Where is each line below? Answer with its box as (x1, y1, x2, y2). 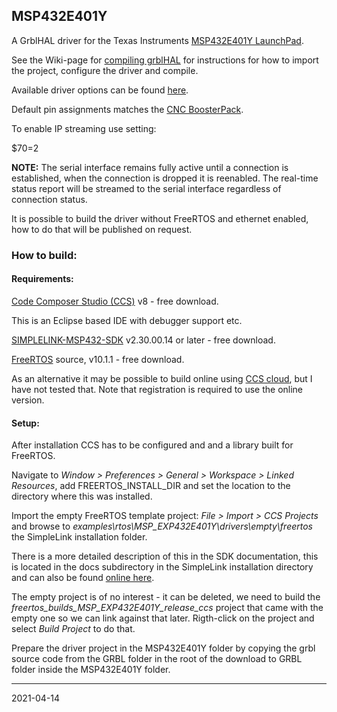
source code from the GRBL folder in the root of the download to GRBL (11, 653, 303, 665)
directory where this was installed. (11, 490, 153, 503)
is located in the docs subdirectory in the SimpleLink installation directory (11, 561, 314, 573)
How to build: (11, 248, 78, 262)
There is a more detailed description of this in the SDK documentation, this (11, 550, 319, 563)
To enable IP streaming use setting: (11, 122, 157, 134)
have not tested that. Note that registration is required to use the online (11, 383, 304, 395)
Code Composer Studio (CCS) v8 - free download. (11, 295, 219, 307)
